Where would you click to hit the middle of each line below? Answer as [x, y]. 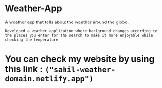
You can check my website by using [80, 59]
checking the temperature [32, 40]
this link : [24, 69]
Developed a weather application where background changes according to [81, 31]
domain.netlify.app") [49, 79]
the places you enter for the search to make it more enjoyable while [79, 35]
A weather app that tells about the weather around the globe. [67, 22]
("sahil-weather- [80, 70]
